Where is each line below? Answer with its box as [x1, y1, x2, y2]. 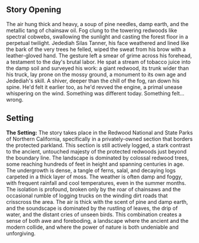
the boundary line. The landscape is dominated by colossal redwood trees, [6, 154, 189, 161]
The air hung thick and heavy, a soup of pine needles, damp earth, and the [6, 20, 189, 27]
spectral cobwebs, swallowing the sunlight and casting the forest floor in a [6, 33, 188, 40]
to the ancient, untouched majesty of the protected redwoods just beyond [6, 148, 187, 155]
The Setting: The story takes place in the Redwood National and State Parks [6, 129, 193, 136]
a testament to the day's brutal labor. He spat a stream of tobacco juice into [6, 58, 191, 65]
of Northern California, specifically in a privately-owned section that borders [6, 135, 193, 142]
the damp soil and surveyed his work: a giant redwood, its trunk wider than [6, 65, 189, 72]
